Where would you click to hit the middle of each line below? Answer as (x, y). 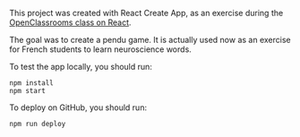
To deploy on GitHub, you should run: (78, 107)
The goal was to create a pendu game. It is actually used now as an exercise (150, 40)
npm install (31, 83)
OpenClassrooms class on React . (70, 22)
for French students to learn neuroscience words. (101, 49)
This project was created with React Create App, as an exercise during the (146, 13)
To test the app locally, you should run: (81, 67)
